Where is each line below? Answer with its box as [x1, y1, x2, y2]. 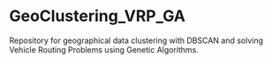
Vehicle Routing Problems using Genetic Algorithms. [9, 44, 199, 54]
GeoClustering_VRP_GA [9, 6, 185, 26]
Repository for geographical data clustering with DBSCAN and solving [9, 35, 263, 46]
